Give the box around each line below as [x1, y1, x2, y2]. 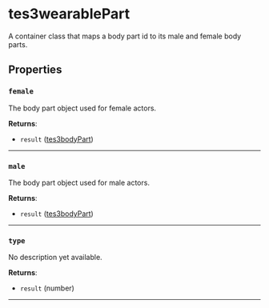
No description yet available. [8, 253, 102, 262]
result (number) [19, 283, 74, 293]
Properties [8, 63, 62, 77]
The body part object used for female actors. [8, 103, 157, 113]
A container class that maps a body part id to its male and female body [8, 31, 242, 41]
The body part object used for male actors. [8, 178, 151, 187]
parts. [8, 39, 28, 49]
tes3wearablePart [8, 5, 130, 23]
